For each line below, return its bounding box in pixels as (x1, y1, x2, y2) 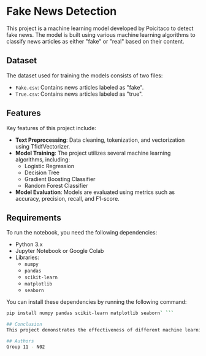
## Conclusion (6, 321, 43, 328)
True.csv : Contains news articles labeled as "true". (15, 90, 143, 98)
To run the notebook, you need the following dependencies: (6, 229, 158, 236)
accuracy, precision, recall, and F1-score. (15, 195, 120, 202)
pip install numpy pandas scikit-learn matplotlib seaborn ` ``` (6, 310, 174, 317)
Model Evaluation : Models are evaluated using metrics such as (15, 188, 175, 196)
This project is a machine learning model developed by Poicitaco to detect (6, 25, 194, 32)
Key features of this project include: (6, 124, 97, 131)
